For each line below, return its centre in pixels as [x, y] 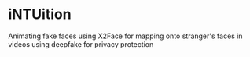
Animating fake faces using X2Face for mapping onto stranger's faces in [125, 36]
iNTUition [40, 14]
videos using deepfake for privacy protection [81, 44]
